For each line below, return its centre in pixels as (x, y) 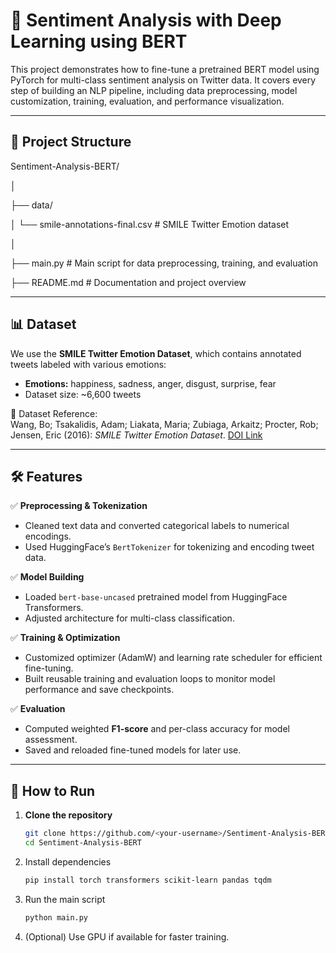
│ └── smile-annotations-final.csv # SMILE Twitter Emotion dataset (150, 224)
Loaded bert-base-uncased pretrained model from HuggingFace (156, 597)
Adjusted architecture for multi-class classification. (129, 618)
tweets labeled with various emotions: (88, 364)
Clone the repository (68, 815)
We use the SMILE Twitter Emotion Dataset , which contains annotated (156, 353)
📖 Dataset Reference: (54, 413)
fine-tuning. (49, 668)
